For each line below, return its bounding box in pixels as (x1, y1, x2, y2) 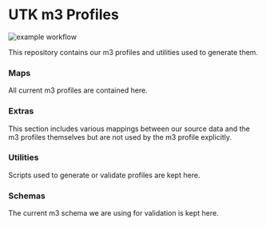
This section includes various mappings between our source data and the (8, 124, 250, 133)
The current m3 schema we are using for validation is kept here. (8, 208, 219, 218)
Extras (8, 105, 34, 117)
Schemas (8, 190, 46, 201)
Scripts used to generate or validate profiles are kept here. (8, 170, 200, 180)
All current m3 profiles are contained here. (8, 85, 148, 95)
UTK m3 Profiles (8, 6, 120, 24)
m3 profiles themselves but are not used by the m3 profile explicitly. (8, 132, 232, 141)
